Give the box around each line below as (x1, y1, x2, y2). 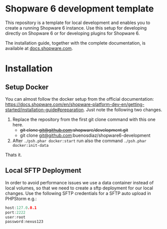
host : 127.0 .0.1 (5, 205, 37, 210)
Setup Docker (5, 83, 49, 91)
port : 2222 (5, 210, 26, 215)
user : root (5, 214, 26, 219)
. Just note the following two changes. (83, 106, 162, 113)
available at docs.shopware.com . (5, 45, 73, 51)
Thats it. (5, 151, 22, 158)
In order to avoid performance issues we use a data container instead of (5, 179, 154, 185)
